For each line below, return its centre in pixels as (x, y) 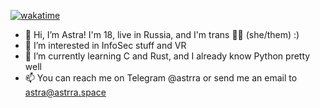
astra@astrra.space (65, 92)
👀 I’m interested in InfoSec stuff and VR (105, 45)
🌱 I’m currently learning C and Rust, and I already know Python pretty (167, 56)
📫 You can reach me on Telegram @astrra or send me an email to (161, 78)
